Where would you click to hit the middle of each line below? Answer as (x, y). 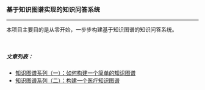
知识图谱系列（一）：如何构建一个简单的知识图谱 (75, 73)
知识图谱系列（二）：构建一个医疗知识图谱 (67, 81)
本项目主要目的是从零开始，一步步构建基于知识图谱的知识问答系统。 (92, 30)
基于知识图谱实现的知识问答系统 (53, 9)
